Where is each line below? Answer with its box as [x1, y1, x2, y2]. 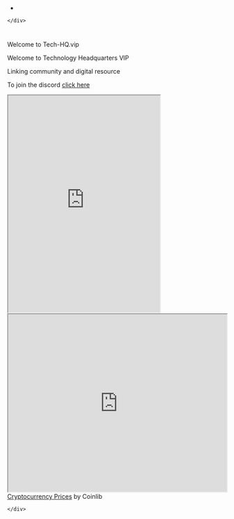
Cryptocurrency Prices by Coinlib [7, 493, 103, 501]
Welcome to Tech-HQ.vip [7, 40, 80, 49]
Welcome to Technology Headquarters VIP [7, 53, 130, 63]
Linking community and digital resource [7, 67, 120, 76]
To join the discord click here [7, 81, 90, 89]
